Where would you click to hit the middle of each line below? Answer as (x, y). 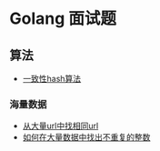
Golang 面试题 (63, 19)
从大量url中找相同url (60, 126)
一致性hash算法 (52, 79)
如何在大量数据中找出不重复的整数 (86, 137)
